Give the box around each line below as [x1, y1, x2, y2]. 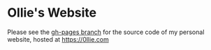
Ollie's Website [7, 5, 96, 21]
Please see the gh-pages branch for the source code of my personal [7, 28, 205, 36]
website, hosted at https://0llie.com [7, 35, 110, 43]
